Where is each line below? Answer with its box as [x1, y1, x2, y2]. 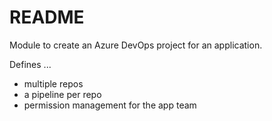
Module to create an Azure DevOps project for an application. [9, 39, 263, 51]
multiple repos [23, 77, 84, 90]
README [9, 6, 85, 29]
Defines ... [9, 58, 52, 70]
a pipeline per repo [23, 88, 102, 100]
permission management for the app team [23, 99, 197, 111]
